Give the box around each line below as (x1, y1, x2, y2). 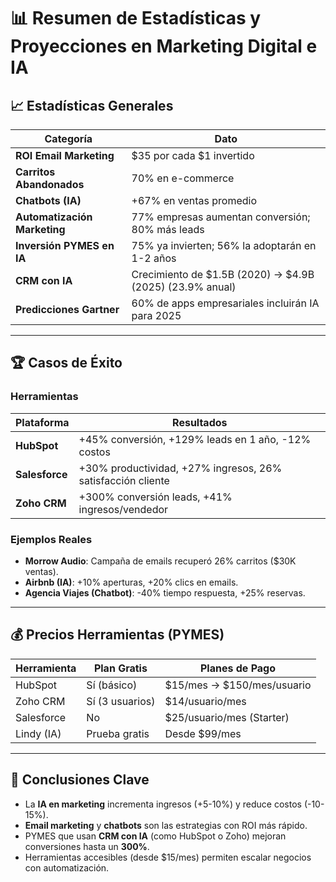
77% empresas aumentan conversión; (131, 210, 311, 224)
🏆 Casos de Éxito (10, 355, 123, 372)
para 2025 (131, 309, 182, 322)
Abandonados (15, 178, 85, 191)
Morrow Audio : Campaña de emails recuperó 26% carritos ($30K (24, 555, 297, 567)
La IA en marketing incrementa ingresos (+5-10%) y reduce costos (24, 798, 302, 810)
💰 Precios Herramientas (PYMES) (10, 626, 225, 644)
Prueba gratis (86, 726, 150, 740)
